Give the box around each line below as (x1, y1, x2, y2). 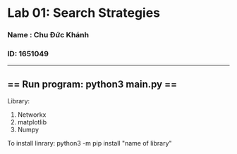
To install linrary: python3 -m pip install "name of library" (7, 139, 172, 148)
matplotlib (17, 118, 47, 127)
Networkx (17, 110, 47, 119)
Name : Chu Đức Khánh (7, 30, 90, 40)
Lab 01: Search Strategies (7, 5, 161, 21)
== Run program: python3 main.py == (7, 78, 178, 90)
